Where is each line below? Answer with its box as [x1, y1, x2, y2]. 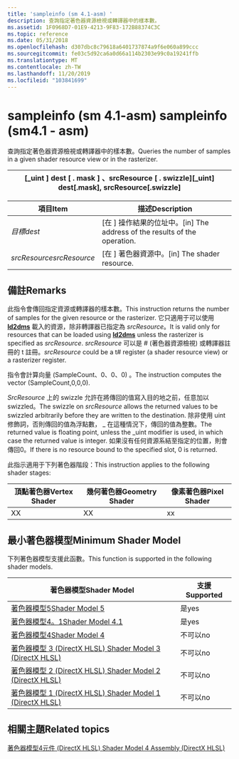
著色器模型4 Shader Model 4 [11, 630, 105, 640]
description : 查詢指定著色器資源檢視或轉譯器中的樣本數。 [7, 17, 160, 24]
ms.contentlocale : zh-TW [7, 63, 81, 71]
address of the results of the [102, 227, 197, 237]
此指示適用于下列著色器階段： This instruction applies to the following [7, 460, 210, 469]
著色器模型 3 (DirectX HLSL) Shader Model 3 [11, 643, 161, 653]
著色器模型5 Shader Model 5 [11, 603, 105, 613]
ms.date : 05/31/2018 [7, 37, 69, 44]
